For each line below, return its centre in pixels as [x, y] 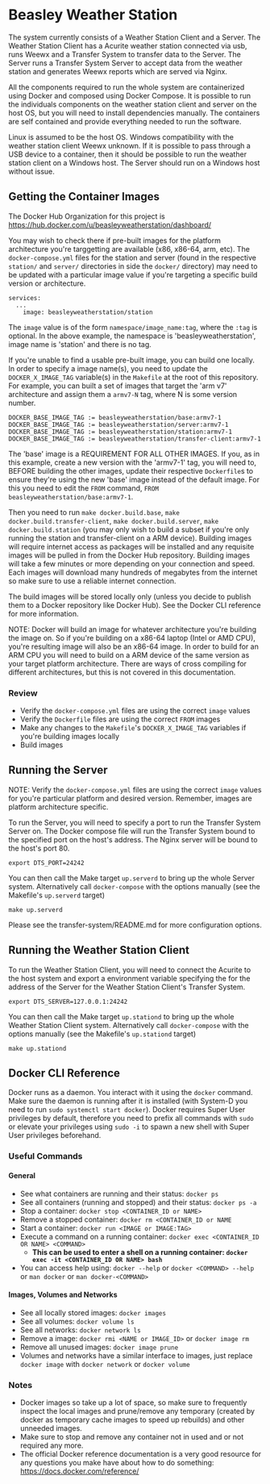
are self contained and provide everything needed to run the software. [125, 121]
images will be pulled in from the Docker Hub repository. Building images [129, 555]
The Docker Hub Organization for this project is [87, 216]
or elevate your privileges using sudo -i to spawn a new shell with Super [129, 1127]
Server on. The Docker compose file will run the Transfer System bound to [132, 831]
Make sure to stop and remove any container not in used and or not [132, 1437]
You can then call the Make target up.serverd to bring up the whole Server [132, 878]
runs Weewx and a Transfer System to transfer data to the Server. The [125, 54]
